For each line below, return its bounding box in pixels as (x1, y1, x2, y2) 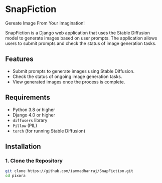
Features (5, 55, 34, 63)
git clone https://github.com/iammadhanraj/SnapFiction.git (5, 168, 134, 173)
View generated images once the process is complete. (12, 78, 125, 84)
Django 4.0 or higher (12, 111, 55, 118)
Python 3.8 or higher (12, 106, 55, 112)
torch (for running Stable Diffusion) (12, 127, 85, 133)
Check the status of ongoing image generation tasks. (12, 73, 122, 79)
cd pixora (5, 173, 26, 178)
